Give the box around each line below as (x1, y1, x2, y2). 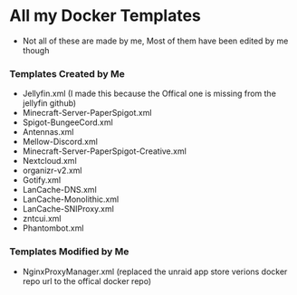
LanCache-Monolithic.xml (22, 194, 120, 205)
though (22, 44, 50, 55)
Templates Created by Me (9, 67, 125, 80)
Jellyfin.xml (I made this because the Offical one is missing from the (22, 88, 276, 100)
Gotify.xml (22, 175, 62, 186)
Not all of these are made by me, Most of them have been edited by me (22, 35, 289, 46)
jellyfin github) (22, 98, 77, 109)
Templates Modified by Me (9, 245, 129, 258)
